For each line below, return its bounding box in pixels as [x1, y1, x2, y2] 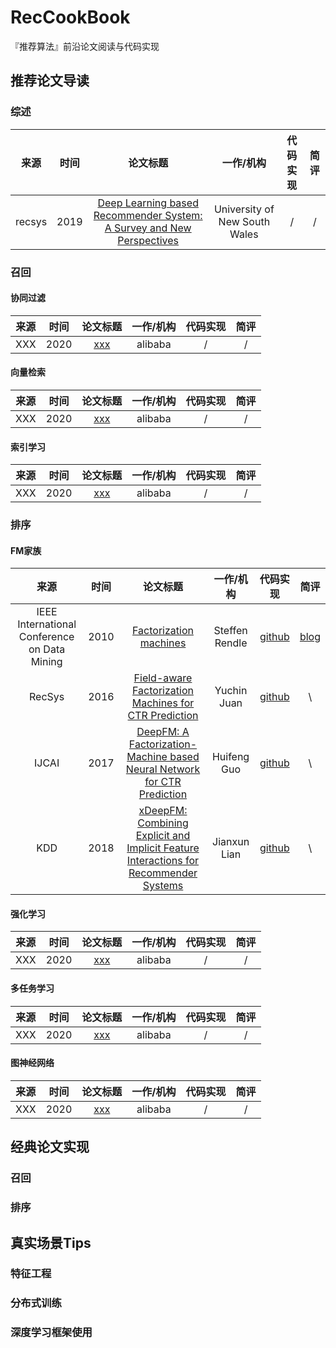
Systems [142, 879, 184, 893]
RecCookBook [10, 6, 131, 29]
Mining [30, 655, 63, 669]
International [17, 617, 77, 631]
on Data [28, 642, 66, 656]
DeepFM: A [136, 725, 190, 739]
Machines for [131, 696, 195, 710]
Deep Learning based [97, 196, 199, 210]
